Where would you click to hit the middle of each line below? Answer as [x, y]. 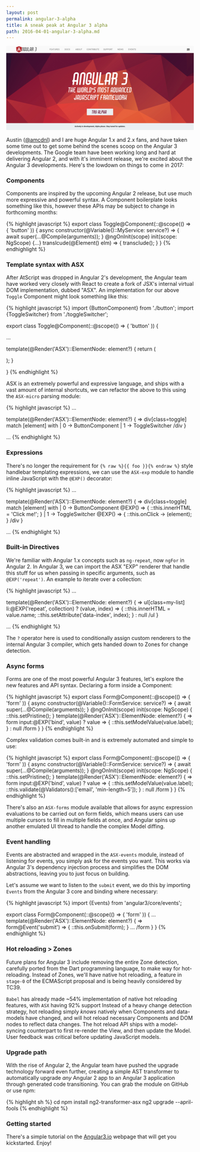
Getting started [29, 1123]
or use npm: [21, 1091]
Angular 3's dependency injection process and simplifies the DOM [87, 867]
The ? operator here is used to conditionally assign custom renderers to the [99, 638]
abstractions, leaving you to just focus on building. [68, 874]
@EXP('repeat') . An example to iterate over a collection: [74, 579]
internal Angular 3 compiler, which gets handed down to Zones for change [97, 644]
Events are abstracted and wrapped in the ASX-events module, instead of [95, 855]
